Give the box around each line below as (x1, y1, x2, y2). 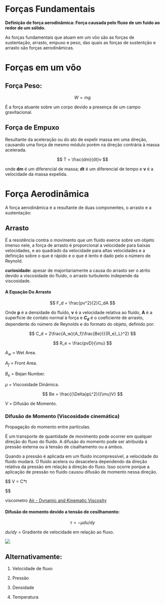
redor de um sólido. (5, 25, 46, 30)
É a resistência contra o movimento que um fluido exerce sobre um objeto (5, 237, 155, 243)
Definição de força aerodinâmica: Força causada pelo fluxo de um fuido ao (5, 20, 160, 26)
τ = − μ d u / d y (70, 520, 95, 525)
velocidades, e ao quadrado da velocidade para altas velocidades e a (5, 247, 145, 253)
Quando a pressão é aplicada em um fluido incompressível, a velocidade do (5, 453, 159, 459)
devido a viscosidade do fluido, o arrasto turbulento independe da (5, 272, 139, 278)
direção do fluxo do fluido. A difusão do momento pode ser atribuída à (5, 439, 147, 445)
